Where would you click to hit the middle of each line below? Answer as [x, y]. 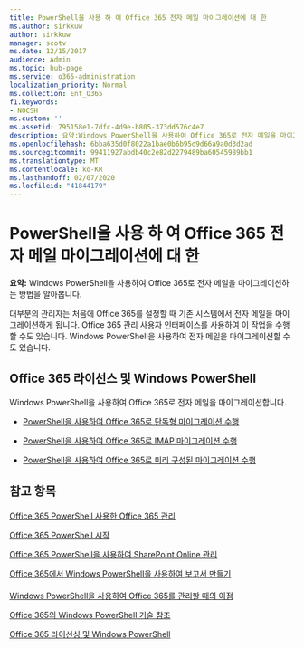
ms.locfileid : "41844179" [58, 186]
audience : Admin [40, 60]
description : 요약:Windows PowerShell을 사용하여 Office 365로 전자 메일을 [143, 136]
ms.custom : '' [36, 119]
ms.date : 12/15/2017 [48, 52]
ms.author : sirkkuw [46, 26]
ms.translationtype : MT [54, 161]
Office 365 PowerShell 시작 [60, 535]
